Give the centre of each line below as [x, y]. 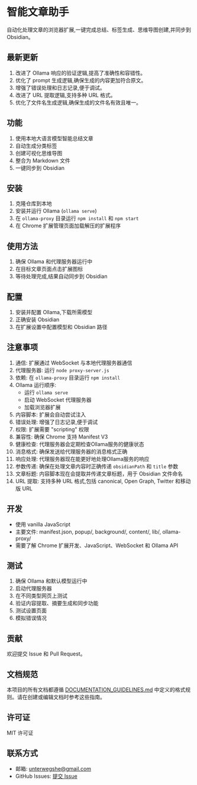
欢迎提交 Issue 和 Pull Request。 [46, 654]
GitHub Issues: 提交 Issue [46, 776]
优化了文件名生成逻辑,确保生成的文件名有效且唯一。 [78, 102]
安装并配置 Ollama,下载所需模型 [54, 312]
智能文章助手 [38, 12]
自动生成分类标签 [36, 146]
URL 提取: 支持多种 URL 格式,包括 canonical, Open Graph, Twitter [94, 481]
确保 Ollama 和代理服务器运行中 [54, 261]
